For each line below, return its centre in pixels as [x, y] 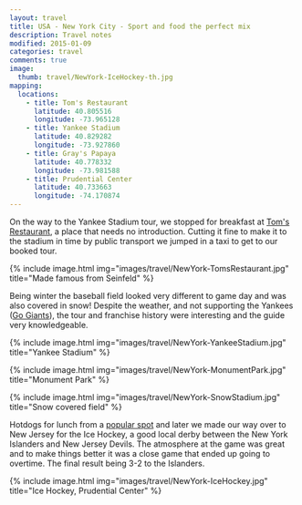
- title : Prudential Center [79, 179]
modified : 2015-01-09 [51, 43]
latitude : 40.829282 [73, 137]
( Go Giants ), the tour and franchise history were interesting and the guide [147, 315]
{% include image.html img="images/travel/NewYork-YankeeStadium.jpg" [148, 342]
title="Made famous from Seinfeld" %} [82, 278]
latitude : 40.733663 [73, 188]
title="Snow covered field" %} [66, 407]
